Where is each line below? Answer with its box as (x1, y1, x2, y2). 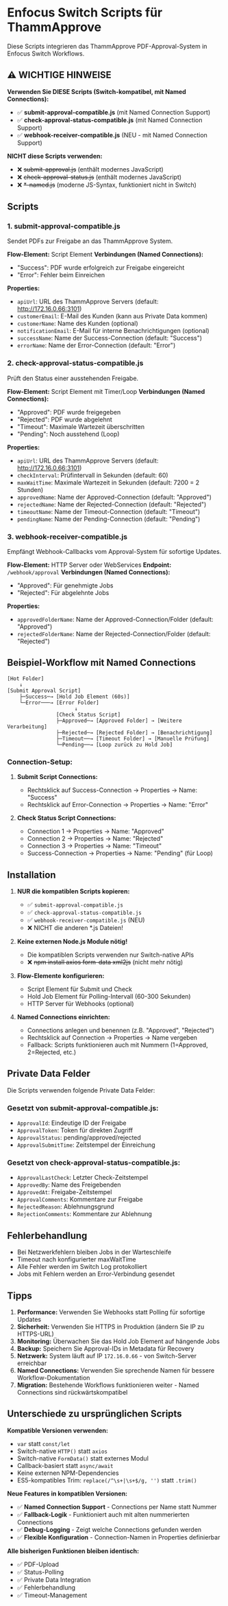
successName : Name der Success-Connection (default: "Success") (16, 334, 203, 342)
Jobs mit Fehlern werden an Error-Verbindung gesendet (16, 1270, 175, 1278)
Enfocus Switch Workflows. (7, 49, 85, 58)
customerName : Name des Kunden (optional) (16, 319, 138, 327)
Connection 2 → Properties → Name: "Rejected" (27, 835, 164, 843)
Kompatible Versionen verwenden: (7, 1426, 108, 1434)
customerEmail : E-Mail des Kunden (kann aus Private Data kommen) (16, 312, 208, 321)
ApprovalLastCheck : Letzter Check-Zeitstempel (16, 1174, 149, 1182)
